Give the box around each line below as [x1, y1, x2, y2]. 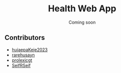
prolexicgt [11, 57, 32, 63]
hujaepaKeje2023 [11, 46, 48, 52]
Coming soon [68, 19, 96, 25]
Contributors [4, 34, 45, 42]
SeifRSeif [11, 62, 31, 68]
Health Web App [48, 3, 117, 14]
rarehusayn [11, 52, 35, 58]
